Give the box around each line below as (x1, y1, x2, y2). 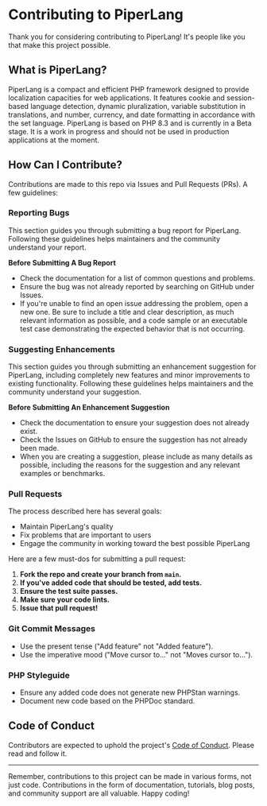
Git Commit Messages (8, 623, 95, 634)
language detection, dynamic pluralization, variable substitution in (30, 101, 246, 110)
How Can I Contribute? (8, 158, 123, 172)
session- (226, 93, 256, 103)
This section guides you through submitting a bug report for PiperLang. (8, 225, 242, 235)
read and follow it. (8, 749, 68, 758)
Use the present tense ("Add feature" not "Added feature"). (19, 641, 214, 651)
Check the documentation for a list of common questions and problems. (19, 273, 256, 283)
